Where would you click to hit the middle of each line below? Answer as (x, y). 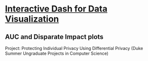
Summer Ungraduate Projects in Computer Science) (57, 53)
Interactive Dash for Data (56, 9)
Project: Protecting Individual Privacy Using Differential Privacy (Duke (74, 48)
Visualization (32, 19)
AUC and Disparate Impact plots (54, 37)
